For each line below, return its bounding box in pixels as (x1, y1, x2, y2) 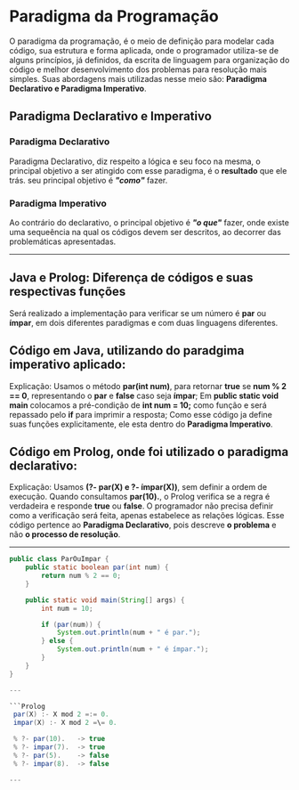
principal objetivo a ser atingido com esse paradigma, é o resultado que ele (9, 165, 287, 175)
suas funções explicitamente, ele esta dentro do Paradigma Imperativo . (9, 419, 273, 429)
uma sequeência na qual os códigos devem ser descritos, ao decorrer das (9, 226, 282, 237)
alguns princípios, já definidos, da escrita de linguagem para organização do (9, 54, 290, 65)
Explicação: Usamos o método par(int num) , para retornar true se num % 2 (9, 380, 287, 391)
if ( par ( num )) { (41, 620, 101, 629)
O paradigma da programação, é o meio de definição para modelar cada (9, 36, 275, 46)
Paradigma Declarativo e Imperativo (9, 109, 212, 124)
